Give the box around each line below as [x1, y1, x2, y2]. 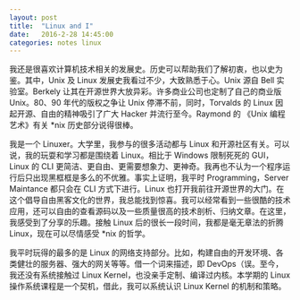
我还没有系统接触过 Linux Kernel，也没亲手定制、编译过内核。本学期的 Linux [9, 270, 291, 280]
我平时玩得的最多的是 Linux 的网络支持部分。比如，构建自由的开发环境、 [9, 247, 277, 258]
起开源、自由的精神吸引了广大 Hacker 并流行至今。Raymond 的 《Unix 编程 [9, 108, 286, 119]
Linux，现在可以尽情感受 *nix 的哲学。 [9, 228, 150, 239]
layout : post [9, 13, 58, 22]
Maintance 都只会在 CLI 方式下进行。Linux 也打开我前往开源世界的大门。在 [9, 184, 285, 194]
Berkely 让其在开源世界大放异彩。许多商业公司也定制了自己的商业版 [32, 86, 282, 97]
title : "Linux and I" [9, 21, 94, 30]
